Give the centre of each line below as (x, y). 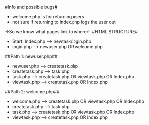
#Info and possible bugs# (31, 7)
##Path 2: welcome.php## (32, 91)
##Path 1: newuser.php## (32, 56)
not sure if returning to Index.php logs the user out (64, 22)
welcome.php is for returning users (48, 17)
